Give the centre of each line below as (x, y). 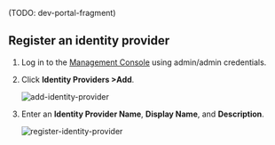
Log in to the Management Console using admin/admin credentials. (144, 62)
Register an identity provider (89, 40)
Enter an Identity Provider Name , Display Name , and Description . (143, 114)
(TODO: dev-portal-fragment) (62, 13)
